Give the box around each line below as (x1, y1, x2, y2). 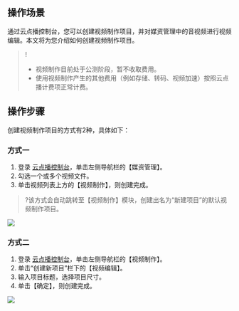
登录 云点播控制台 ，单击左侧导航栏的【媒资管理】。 (17, 162, 166, 171)
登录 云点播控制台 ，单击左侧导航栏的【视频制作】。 (17, 255, 166, 263)
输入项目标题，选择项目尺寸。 (17, 273, 105, 281)
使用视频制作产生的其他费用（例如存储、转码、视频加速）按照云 (35, 73, 223, 82)
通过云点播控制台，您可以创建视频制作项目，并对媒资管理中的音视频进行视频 (7, 27, 232, 36)
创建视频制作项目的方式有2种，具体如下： (7, 125, 130, 134)
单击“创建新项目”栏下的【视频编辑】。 (17, 264, 127, 273)
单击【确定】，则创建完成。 (17, 282, 96, 290)
